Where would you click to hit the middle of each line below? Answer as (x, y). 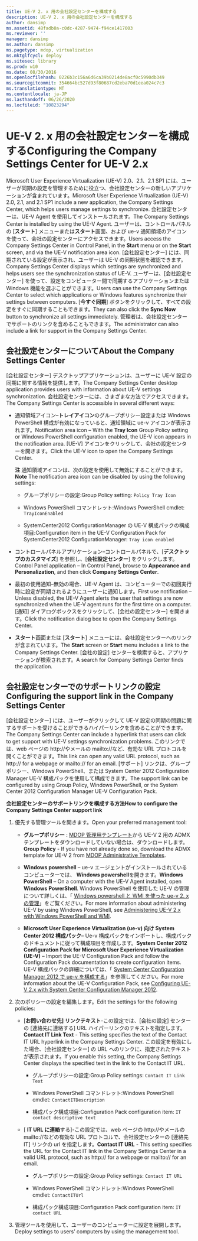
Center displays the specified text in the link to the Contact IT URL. (104, 1063)
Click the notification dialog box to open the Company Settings (100, 619)
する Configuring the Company (82, 151)
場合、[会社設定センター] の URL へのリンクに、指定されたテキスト (110, 1049)
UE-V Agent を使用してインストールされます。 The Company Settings (105, 217)
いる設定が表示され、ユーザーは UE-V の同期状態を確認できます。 (106, 260)
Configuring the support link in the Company (90, 696)
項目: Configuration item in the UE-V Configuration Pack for (95, 533)
